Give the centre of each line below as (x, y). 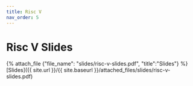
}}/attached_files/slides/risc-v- (132, 70)
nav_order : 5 (23, 17)
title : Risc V (24, 12)
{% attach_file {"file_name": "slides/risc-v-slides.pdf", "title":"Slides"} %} (97, 64)
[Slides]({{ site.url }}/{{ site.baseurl (50, 70)
